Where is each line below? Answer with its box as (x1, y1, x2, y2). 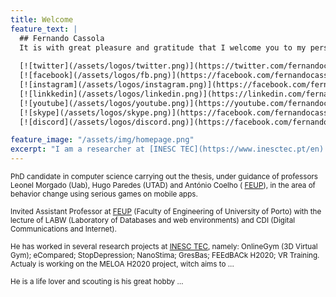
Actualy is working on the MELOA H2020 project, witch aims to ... (10, 259, 235, 269)
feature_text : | (10, 24, 78, 34)
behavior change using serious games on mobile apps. (10, 189, 198, 199)
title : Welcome (10, 14, 74, 25)
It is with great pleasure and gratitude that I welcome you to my (19, 42, 307, 53)
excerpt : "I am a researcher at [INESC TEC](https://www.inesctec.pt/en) (10, 144, 325, 155)
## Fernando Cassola (19, 33, 105, 43)
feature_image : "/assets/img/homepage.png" (10, 135, 195, 145)
